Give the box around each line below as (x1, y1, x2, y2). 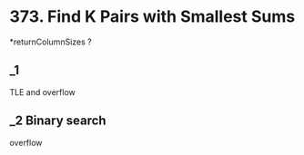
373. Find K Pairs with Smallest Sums (9, 6, 296, 27)
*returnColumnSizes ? (9, 36, 93, 47)
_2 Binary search (9, 113, 106, 129)
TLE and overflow (9, 86, 76, 97)
